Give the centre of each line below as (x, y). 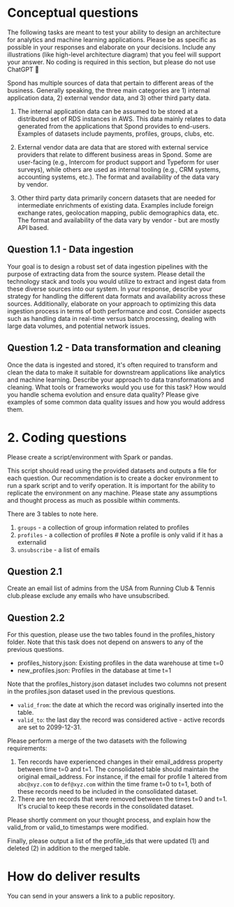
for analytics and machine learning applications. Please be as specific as (112, 39)
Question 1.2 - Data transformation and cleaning (114, 348)
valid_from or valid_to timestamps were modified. (78, 827)
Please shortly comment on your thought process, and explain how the (109, 820)
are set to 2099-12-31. (49, 727)
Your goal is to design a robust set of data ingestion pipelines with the (108, 266)
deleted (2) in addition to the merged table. (69, 848)
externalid (32, 542)
